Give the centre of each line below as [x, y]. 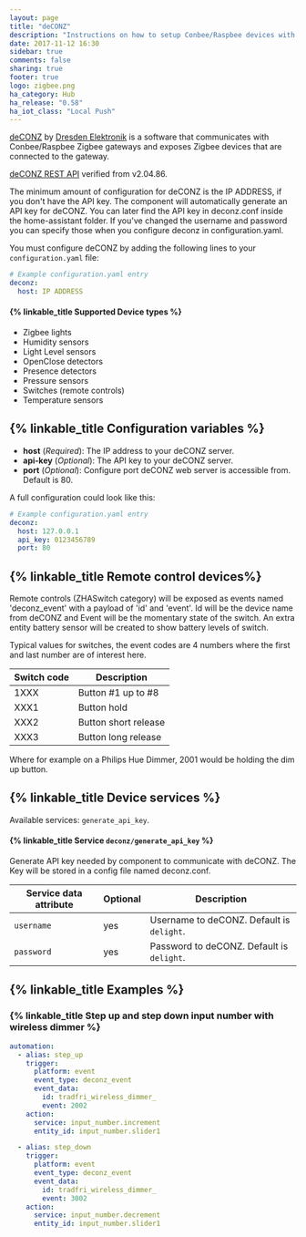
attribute [54, 905]
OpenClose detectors [62, 362]
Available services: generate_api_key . [80, 820]
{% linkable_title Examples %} [97, 990]
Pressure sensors [56, 381]
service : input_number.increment [97, 1122]
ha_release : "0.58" [46, 103]
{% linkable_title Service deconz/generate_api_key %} [112, 840]
